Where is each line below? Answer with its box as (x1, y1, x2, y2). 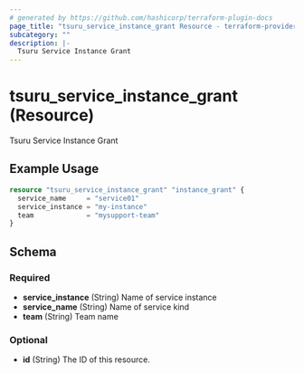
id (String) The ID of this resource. (22, 354, 151, 365)
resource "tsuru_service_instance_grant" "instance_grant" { (9, 185, 245, 195)
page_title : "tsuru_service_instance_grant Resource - (9, 22, 221, 31)
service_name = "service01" (17, 194, 140, 203)
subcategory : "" (9, 30, 71, 39)
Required (9, 271, 51, 283)
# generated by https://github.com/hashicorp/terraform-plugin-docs (9, 13, 273, 23)
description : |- (9, 38, 71, 48)
